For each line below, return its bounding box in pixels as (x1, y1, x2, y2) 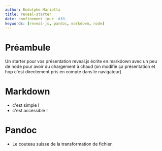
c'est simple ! (12, 102, 39, 108)
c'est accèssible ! (12, 108, 48, 114)
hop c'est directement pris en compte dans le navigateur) (5, 69, 122, 75)
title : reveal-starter (5, 12, 52, 17)
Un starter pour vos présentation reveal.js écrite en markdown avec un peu (5, 59, 158, 64)
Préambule (5, 42, 51, 53)
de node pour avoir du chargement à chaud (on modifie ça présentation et (5, 63, 156, 69)
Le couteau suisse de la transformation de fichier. (12, 141, 113, 147)
